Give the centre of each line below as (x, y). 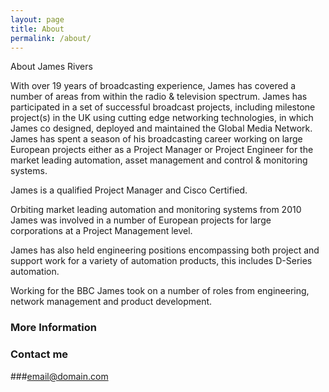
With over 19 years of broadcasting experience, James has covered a (153, 86)
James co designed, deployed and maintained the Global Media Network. (161, 128)
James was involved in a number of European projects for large (141, 220)
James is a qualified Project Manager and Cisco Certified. (129, 190)
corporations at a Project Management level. (101, 231)
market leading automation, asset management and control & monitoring (159, 160)
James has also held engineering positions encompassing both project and (165, 250)
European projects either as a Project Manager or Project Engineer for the (162, 150)
